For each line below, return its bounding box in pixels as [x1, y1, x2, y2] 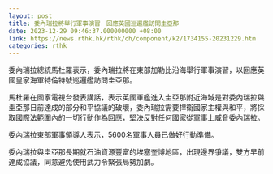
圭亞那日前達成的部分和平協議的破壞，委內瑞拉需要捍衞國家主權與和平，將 [8, 103, 258, 112]
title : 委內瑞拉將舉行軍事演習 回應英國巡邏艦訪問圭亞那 [8, 19, 180, 28]
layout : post [8, 11, 53, 20]
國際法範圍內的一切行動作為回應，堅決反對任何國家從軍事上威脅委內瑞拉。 [15, 112, 265, 122]
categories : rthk [8, 42, 67, 50]
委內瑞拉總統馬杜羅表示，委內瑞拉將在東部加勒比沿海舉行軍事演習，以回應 [8, 66, 258, 75]
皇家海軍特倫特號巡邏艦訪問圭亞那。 [15, 75, 136, 85]
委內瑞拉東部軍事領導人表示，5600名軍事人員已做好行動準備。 [8, 130, 219, 140]
